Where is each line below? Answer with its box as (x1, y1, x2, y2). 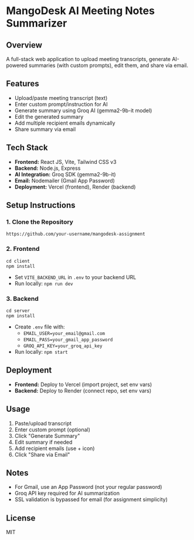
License (6, 513, 36, 523)
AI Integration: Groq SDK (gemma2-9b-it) (14, 170, 116, 177)
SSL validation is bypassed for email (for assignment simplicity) (14, 496, 168, 503)
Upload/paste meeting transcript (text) (14, 94, 108, 101)
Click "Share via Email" (14, 451, 70, 458)
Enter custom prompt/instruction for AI (14, 100, 108, 108)
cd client (6, 258, 30, 264)
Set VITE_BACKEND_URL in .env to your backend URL (14, 273, 137, 280)
